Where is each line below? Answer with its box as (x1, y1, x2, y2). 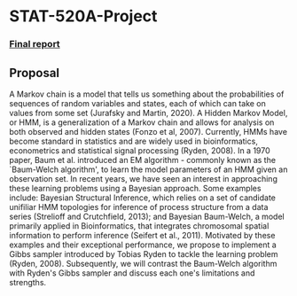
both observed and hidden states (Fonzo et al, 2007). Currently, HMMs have (9, 126, 288, 136)
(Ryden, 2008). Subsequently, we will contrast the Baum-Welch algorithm (9, 258, 277, 269)
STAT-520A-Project (9, 6, 158, 27)
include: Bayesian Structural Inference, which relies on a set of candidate (9, 192, 277, 203)
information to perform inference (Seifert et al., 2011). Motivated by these (9, 230, 276, 240)
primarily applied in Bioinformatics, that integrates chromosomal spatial (9, 220, 270, 231)
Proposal (9, 65, 60, 81)
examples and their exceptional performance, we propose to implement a (9, 239, 277, 250)
